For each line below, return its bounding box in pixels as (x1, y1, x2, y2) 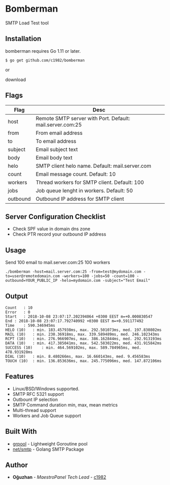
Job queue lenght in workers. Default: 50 (35, 187, 133, 194)
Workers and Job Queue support (12, 413, 81, 419)
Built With (5, 427, 37, 436)
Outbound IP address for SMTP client (35, 195, 124, 202)
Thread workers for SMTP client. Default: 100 (35, 178, 144, 185)
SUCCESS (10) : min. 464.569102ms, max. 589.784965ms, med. (5, 345, 142, 350)
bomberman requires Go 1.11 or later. (5, 48, 81, 54)
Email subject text (35, 145, 78, 153)
